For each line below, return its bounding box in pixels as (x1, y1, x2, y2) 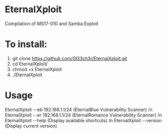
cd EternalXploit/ (12, 60, 48, 67)
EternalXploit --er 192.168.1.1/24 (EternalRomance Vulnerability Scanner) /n (5, 111, 162, 118)
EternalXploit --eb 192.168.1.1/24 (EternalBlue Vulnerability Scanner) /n (5, 106, 153, 113)
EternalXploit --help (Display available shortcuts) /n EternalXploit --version (5, 117, 162, 123)
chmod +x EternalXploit (12, 66, 62, 72)
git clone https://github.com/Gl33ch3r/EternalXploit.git (12, 55, 128, 61)
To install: (5, 38, 48, 50)
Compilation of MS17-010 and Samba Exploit (5, 20, 98, 27)
